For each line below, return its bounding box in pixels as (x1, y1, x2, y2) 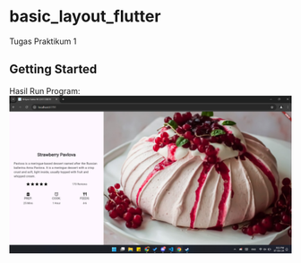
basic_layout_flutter (9, 6, 161, 27)
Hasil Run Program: (9, 85, 81, 96)
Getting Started (9, 62, 98, 77)
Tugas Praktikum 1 (9, 36, 77, 47)
